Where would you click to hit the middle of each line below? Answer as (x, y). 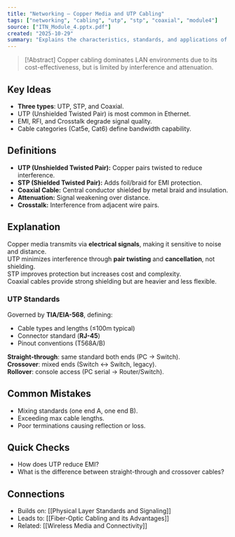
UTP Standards (34, 299)
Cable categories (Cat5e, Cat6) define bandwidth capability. (104, 128)
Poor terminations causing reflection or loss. (81, 425)
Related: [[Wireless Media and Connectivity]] (82, 526)
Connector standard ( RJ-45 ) (59, 336)
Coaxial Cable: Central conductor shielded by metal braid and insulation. (123, 190)
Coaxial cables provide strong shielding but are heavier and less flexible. (112, 281)
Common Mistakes (49, 394)
